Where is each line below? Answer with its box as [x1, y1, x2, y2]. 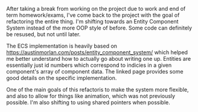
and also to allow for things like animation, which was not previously [6, 93, 176, 99]
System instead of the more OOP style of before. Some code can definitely [6, 24, 192, 31]
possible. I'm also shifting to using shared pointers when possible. [6, 99, 170, 106]
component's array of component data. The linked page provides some [6, 68, 184, 75]
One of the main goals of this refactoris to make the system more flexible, [6, 86, 189, 93]
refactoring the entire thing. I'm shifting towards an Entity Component [6, 18, 179, 25]
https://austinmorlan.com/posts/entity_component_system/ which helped [6, 49, 188, 56]
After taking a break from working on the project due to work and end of [6, 5, 186, 12]
